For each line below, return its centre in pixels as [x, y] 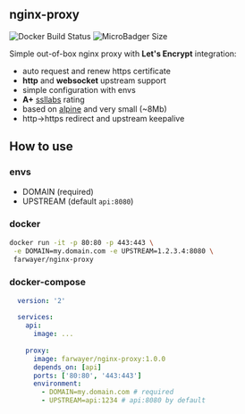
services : [35, 317]
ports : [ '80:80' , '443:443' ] [87, 376]
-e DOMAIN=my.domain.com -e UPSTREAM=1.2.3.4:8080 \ [114, 251]
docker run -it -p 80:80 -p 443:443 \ [81, 242]
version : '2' [42, 300]
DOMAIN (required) [58, 191]
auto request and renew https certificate [97, 71]
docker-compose [48, 283]
